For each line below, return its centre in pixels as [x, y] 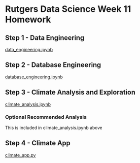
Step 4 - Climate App [38, 143]
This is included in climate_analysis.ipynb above [54, 128]
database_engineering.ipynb [34, 77]
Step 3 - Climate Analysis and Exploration [70, 92]
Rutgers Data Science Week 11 [68, 9]
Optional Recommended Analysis [46, 117]
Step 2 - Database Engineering [53, 65]
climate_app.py [20, 155]
